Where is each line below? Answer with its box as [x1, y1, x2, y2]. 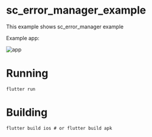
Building [6, 106, 48, 119]
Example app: [6, 34, 40, 41]
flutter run [6, 86, 35, 92]
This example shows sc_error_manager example [6, 23, 124, 30]
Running [6, 67, 48, 80]
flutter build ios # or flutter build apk [6, 125, 112, 131]
